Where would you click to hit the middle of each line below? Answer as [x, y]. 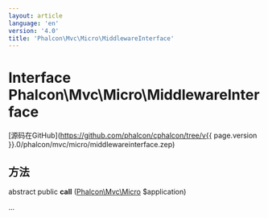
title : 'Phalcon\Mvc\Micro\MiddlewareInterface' [91, 38]
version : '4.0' [34, 31]
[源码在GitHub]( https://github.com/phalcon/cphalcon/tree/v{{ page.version [133, 136]
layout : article [35, 16]
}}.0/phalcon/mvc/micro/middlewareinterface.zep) [92, 145]
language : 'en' [34, 23]
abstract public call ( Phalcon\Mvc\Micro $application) [97, 191]
